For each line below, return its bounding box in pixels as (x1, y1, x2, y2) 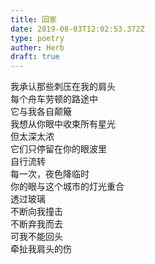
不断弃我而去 (10, 218, 63, 230)
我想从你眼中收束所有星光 (10, 118, 116, 130)
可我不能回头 (10, 231, 63, 243)
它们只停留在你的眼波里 (10, 143, 107, 155)
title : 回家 (10, 14, 57, 25)
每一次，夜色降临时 (10, 168, 90, 180)
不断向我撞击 (10, 206, 63, 218)
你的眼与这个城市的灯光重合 (10, 181, 125, 193)
